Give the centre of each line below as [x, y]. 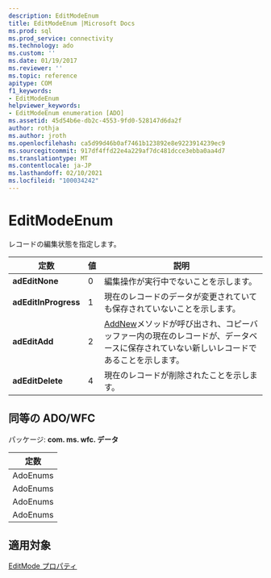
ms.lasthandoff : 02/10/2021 [56, 173]
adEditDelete [38, 380]
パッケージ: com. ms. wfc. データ [64, 439]
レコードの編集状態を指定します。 [65, 243]
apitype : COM [30, 83]
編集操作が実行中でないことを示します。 [180, 281]
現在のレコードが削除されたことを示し [177, 375]
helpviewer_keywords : [45, 106]
